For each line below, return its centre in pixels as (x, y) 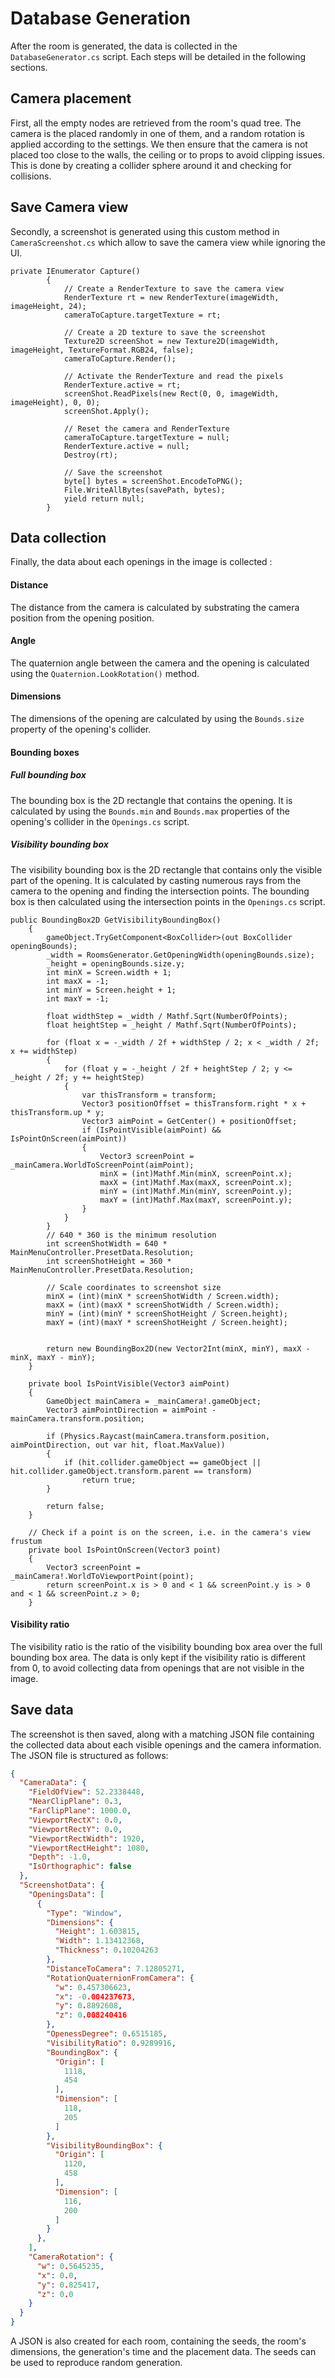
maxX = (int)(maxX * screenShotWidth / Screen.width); (163, 1305)
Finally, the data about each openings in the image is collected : (141, 562)
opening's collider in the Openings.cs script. (100, 821)
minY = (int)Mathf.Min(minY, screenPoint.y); (196, 1191)
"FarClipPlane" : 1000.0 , (80, 1811)
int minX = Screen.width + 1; (109, 972)
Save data (42, 1710)
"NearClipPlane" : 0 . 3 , (75, 1802)
